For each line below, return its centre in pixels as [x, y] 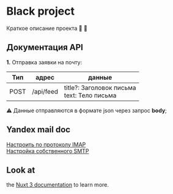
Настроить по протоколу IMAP [46, 144]
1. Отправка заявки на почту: [44, 62]
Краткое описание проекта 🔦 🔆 [47, 28]
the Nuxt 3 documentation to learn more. [57, 185]
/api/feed [45, 91]
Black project [41, 11]
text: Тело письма [90, 95]
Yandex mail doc [39, 130]
